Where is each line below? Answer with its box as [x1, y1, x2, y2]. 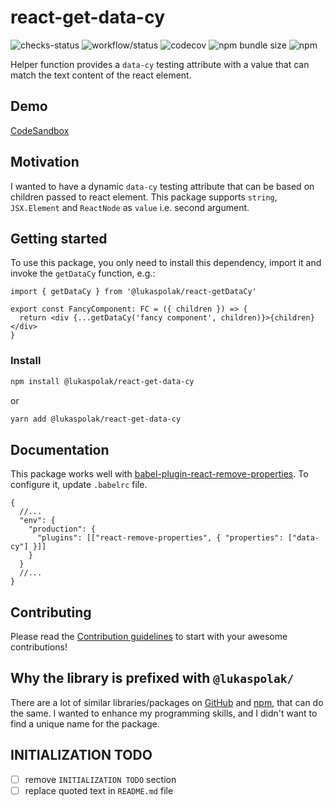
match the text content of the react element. [10, 69, 192, 81]
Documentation [10, 441, 110, 458]
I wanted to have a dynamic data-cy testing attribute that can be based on [10, 180, 315, 192]
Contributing [10, 604, 92, 621]
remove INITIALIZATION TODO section [24, 773, 177, 785]
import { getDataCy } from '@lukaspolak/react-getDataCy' [10, 287, 257, 297]
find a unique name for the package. [10, 717, 160, 730]
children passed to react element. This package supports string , [10, 191, 278, 203]
